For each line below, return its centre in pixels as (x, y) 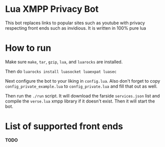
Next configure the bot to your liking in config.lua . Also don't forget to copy (83, 81)
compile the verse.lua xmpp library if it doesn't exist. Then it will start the (80, 101)
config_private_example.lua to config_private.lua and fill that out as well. (81, 86)
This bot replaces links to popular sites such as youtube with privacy (75, 23)
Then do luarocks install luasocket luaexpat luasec (61, 71)
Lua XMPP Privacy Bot (52, 9)
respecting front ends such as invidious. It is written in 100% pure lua (76, 28)
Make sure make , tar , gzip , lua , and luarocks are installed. (64, 62)
